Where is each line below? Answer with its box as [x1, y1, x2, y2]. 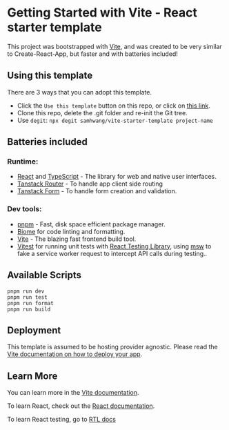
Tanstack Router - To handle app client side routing [17, 179, 163, 188]
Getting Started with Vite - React [7, 5, 198, 21]
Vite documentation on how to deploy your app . [7, 350, 143, 358]
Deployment [7, 324, 61, 336]
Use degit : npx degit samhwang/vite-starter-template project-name [17, 116, 213, 124]
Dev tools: [7, 204, 42, 214]
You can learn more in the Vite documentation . [7, 389, 139, 397]
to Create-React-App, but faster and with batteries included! [7, 50, 178, 58]
